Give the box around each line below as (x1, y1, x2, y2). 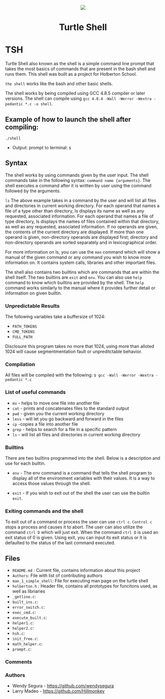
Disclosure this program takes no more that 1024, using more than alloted (5, 344, 155, 349)
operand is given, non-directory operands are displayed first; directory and (5, 234, 158, 240)
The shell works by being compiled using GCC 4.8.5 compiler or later (5, 90, 146, 96)
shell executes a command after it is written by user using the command (5, 182, 152, 188)
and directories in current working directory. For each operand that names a (5, 203, 160, 209)
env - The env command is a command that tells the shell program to (12, 470, 152, 476)
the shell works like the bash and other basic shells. (5, 81, 113, 87)
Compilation (5, 361, 36, 368)
